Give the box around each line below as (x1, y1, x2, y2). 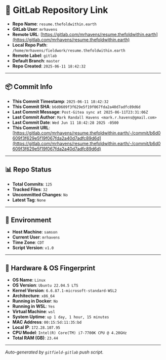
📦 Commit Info (5, 83, 53, 91)
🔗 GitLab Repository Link (5, 4, 108, 16)
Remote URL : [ (12, 31, 42, 37)
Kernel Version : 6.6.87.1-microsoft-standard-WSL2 (12, 288, 117, 294)
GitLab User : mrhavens (12, 26, 58, 32)
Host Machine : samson (12, 229, 58, 235)
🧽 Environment (5, 216, 51, 224)
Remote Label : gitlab (12, 52, 57, 59)
